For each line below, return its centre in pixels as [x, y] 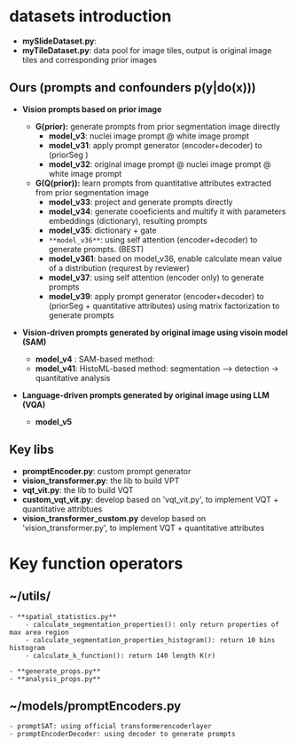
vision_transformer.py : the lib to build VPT [101, 481]
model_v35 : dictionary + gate [102, 230]
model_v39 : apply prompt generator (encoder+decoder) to [156, 296]
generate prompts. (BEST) [96, 249]
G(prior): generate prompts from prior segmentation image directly [158, 126]
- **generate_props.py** [55, 671]
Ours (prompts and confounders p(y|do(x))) [133, 87]
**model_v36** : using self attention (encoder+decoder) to [153, 239]
